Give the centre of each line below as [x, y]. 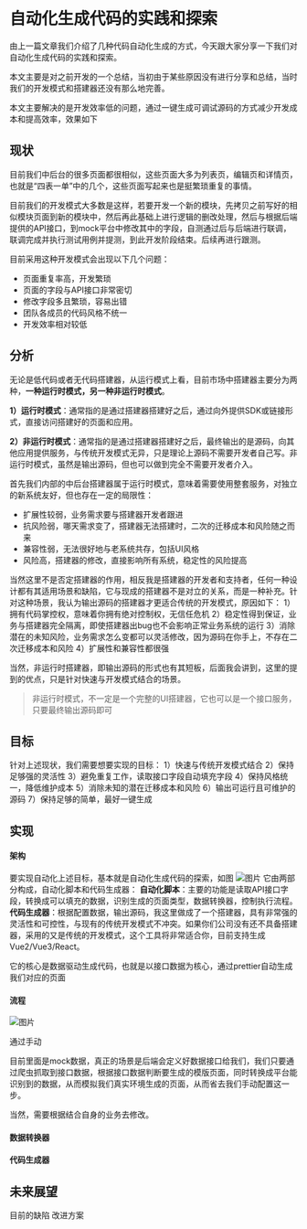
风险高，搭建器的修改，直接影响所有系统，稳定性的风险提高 [135, 560]
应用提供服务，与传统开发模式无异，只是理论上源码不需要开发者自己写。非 [157, 453]
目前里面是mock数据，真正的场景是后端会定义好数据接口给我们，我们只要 [148, 1061]
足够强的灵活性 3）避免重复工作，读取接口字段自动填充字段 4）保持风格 [145, 776]
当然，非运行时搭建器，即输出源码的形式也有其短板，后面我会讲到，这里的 [149, 668]
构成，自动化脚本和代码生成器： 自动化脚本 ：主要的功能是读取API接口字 [153, 889]
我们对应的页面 [37, 977]
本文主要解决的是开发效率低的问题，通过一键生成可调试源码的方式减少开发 [149, 107]
